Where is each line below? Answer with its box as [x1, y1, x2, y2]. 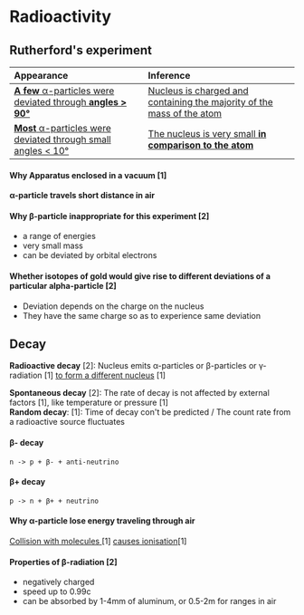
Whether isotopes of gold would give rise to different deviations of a [9, 271, 271, 282]
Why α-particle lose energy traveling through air [9, 515, 195, 526]
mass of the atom [147, 107, 223, 120]
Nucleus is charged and [147, 84, 249, 97]
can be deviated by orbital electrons [22, 250, 157, 261]
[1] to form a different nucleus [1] [43, 370, 166, 381]
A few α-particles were [14, 84, 115, 97]
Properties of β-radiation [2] [9, 556, 118, 567]
